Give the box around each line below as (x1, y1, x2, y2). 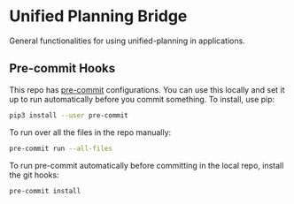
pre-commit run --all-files (9, 144, 113, 153)
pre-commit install (9, 186, 81, 195)
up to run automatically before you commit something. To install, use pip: (9, 94, 275, 104)
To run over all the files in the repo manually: (9, 126, 172, 138)
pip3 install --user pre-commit (9, 110, 128, 120)
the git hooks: (9, 170, 59, 180)
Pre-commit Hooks (9, 61, 116, 76)
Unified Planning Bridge (9, 6, 188, 26)
